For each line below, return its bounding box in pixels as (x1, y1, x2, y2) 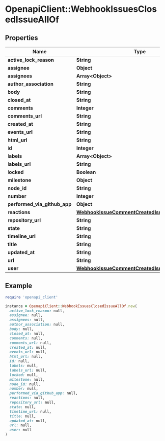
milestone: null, (9, 377, 45, 382)
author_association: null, (9, 322, 65, 327)
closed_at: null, (9, 331, 45, 336)
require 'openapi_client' (5, 294, 58, 299)
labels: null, (9, 364, 38, 368)
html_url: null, (9, 354, 43, 359)
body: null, (9, 327, 34, 331)
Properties (5, 34, 38, 42)
